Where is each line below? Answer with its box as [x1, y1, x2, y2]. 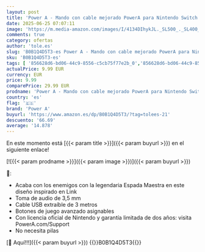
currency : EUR [6, 72, 43, 78]
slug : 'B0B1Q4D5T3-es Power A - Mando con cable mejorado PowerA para [6, 49, 190, 55]
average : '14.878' [6, 123, 53, 129]
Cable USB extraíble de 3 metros [15, 201, 98, 209]
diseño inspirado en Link [15, 188, 77, 196]
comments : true [6, 32, 45, 38]
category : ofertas [6, 37, 53, 43]
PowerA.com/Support [15, 221, 70, 228]
